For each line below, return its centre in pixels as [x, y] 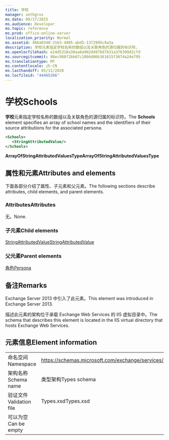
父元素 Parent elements [33, 256]
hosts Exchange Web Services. [37, 325]
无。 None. [16, 216]
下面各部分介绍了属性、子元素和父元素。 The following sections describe [80, 186]
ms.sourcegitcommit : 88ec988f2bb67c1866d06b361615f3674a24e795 [73, 57]
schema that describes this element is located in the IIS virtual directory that [84, 320]
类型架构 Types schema [68, 379]
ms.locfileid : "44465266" [32, 76]
